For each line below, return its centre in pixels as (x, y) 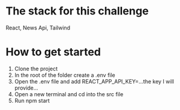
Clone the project (36, 69)
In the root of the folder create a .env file (65, 75)
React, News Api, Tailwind (38, 28)
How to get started (53, 52)
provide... (26, 88)
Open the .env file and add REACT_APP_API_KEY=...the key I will (94, 81)
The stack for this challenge (77, 11)
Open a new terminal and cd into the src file (69, 94)
